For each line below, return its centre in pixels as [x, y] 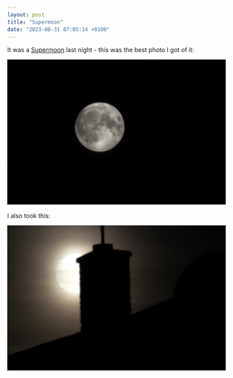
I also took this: [29, 216]
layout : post [26, 15]
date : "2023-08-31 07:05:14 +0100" [59, 29]
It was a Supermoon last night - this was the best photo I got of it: [101, 50]
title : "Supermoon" [35, 22]
